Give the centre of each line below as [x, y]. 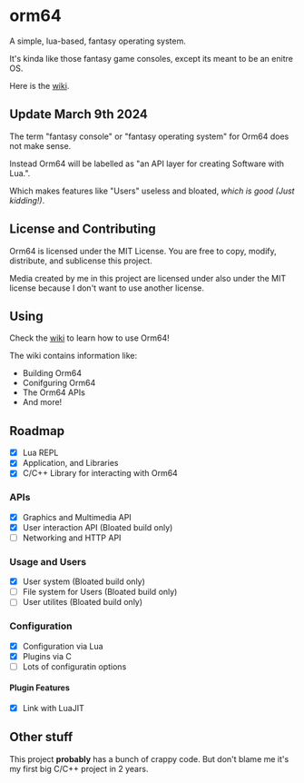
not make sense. [40, 145]
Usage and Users [48, 561]
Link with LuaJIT [53, 709]
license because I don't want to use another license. [107, 288]
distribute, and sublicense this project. [81, 261]
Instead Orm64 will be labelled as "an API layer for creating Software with [147, 164]
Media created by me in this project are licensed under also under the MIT [148, 278]
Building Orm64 [52, 373]
